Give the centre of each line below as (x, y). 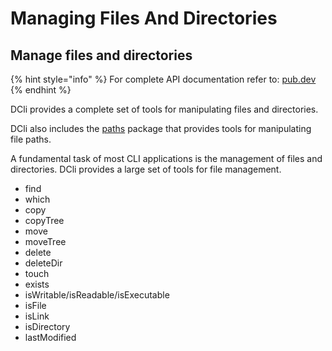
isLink (37, 316)
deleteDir (43, 263)
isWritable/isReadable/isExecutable (97, 295)
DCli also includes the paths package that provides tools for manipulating (161, 128)
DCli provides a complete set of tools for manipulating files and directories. (164, 109)
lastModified (50, 337)
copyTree (44, 220)
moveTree (45, 241)
